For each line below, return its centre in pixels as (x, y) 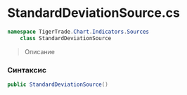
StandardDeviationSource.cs (94, 13)
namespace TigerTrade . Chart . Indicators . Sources (78, 32)
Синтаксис (27, 70)
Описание (39, 51)
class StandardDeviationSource (66, 38)
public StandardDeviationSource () (58, 84)
